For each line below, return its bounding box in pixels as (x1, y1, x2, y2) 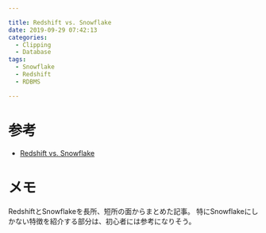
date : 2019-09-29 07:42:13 (8, 25, 98, 34)
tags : (8, 56, 26, 64)
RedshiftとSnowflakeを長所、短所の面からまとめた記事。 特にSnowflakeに (8, 206, 252, 216)
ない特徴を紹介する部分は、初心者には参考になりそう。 (14, 216, 196, 226)
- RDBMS (15, 77, 41, 86)
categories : (8, 33, 48, 41)
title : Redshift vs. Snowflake (8, 18, 112, 26)
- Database (15, 49, 52, 56)
